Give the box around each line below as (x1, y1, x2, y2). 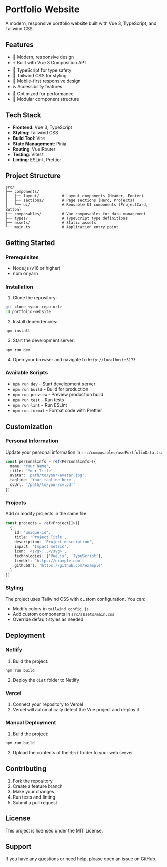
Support (5, 842, 32, 851)
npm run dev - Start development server (12, 380, 96, 387)
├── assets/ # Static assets (5, 220, 96, 225)
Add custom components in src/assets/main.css (12, 611, 115, 617)
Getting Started (5, 238, 55, 247)
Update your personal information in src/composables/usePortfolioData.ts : (5, 449, 162, 455)
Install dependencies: (12, 319, 58, 325)
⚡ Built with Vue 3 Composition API (12, 59, 86, 65)
